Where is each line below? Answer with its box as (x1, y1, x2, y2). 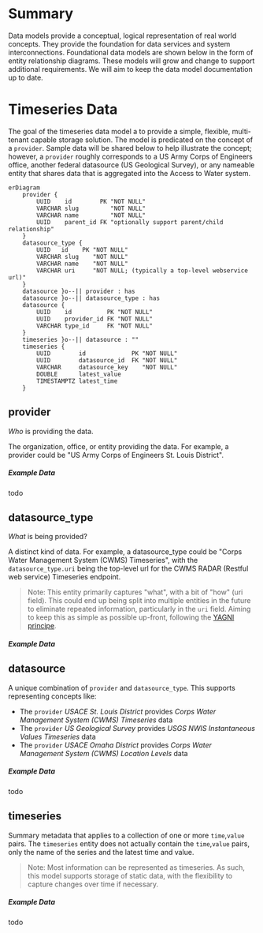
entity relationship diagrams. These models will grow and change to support (8, 56, 255, 66)
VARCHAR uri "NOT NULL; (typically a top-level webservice (36, 266, 248, 275)
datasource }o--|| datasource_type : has (22, 294, 160, 302)
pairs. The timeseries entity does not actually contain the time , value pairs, (8, 838, 250, 849)
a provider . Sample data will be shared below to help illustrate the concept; (8, 143, 252, 152)
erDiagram (8, 183, 41, 192)
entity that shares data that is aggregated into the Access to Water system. (8, 168, 251, 178)
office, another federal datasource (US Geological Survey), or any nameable (8, 159, 255, 170)
